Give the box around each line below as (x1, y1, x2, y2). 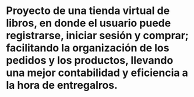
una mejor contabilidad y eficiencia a (6, 66, 188, 79)
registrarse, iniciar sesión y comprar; (6, 29, 189, 42)
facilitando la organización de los (6, 41, 170, 55)
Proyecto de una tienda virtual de (6, 4, 170, 18)
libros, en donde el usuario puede (6, 16, 171, 30)
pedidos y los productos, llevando (6, 54, 174, 67)
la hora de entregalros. (6, 79, 118, 92)
